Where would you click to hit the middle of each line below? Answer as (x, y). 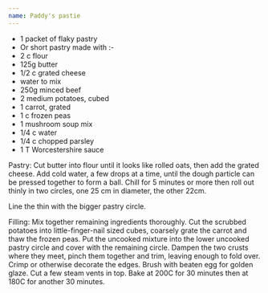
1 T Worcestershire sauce (62, 149)
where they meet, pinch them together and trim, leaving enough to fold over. (134, 256)
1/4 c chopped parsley (57, 140)
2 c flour (34, 55)
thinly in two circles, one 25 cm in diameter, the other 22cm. (108, 190)
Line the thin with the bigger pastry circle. (77, 206)
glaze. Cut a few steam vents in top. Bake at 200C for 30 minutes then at (128, 273)
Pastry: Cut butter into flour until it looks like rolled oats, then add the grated (134, 165)
